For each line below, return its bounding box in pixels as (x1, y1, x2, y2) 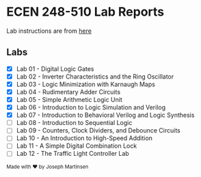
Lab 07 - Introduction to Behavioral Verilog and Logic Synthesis (16, 111, 195, 120)
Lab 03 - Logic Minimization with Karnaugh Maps (16, 80, 155, 88)
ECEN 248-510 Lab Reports (6, 4, 165, 20)
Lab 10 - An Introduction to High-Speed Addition (16, 134, 153, 142)
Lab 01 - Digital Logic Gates (16, 64, 94, 72)
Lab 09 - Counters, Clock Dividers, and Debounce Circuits (16, 126, 180, 135)
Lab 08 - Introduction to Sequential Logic (16, 119, 133, 127)
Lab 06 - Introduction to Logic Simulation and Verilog (16, 103, 166, 111)
